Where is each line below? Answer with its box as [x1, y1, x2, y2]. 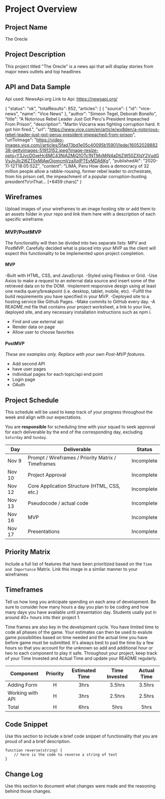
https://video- [36, 137, 64, 143]
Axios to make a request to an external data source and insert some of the [5, 277, 155, 283]
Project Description [5, 50, 66, 59]
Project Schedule [5, 396, 59, 404]
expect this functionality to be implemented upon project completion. [5, 250, 145, 256]
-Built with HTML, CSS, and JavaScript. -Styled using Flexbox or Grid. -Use [5, 272, 158, 278]
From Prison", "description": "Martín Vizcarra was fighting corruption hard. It [5, 121, 160, 127]
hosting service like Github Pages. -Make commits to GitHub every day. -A [5, 299, 156, 305]
